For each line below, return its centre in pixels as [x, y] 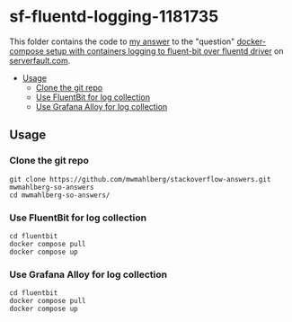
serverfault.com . [40, 60]
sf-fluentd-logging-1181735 [114, 17]
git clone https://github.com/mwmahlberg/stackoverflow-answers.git [140, 179]
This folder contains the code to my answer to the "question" [122, 41]
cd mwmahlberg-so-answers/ [60, 195]
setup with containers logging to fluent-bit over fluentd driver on [165, 50]
